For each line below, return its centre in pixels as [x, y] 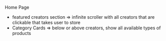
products [22, 33]
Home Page [17, 7]
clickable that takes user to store [46, 23]
